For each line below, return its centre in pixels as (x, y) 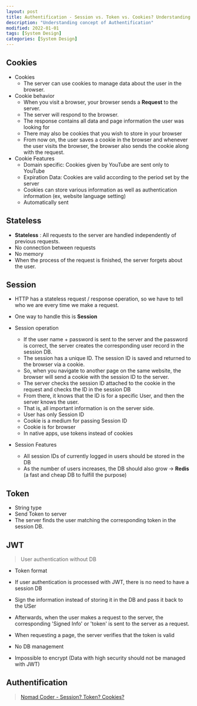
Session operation (36, 328)
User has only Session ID (54, 415)
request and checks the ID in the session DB (77, 390)
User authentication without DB (59, 559)
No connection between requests (55, 248)
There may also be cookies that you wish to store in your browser (103, 133)
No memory (29, 253)
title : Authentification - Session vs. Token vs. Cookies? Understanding (98, 17)
